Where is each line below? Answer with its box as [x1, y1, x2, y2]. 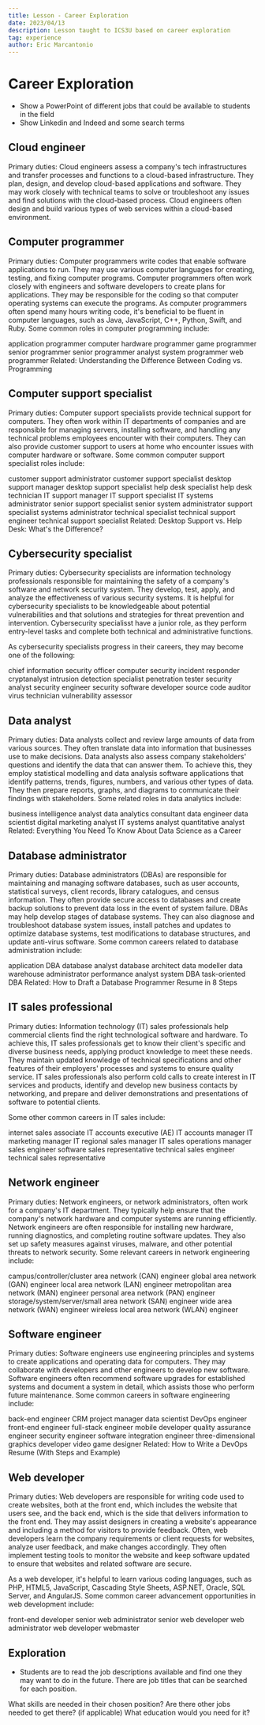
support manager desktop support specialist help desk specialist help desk [8, 482, 252, 491]
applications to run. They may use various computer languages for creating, [8, 264, 255, 274]
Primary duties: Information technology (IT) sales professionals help [8, 1021, 229, 1031]
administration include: [8, 945, 83, 955]
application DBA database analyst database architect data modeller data [8, 960, 243, 970]
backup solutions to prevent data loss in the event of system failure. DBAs [8, 903, 248, 913]
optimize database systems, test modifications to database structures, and [8, 929, 251, 938]
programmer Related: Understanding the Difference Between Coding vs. [8, 355, 243, 365]
